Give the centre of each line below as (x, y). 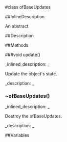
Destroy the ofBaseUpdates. (33, 116)
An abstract (17, 26)
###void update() (23, 55)
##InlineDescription (25, 16)
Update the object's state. (31, 74)
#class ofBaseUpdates (28, 7)
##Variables (17, 135)
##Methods (17, 45)
